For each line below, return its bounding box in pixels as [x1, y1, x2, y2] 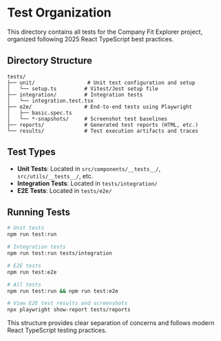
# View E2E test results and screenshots [7, 300, 128, 307]
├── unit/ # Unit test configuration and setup [7, 79, 196, 86]
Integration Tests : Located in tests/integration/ [17, 179, 158, 187]
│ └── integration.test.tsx [7, 97, 94, 104]
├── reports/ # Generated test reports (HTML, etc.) [7, 121, 198, 128]
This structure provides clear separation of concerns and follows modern [7, 319, 215, 327]
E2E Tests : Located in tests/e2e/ [17, 186, 112, 194]
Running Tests [7, 206, 70, 218]
